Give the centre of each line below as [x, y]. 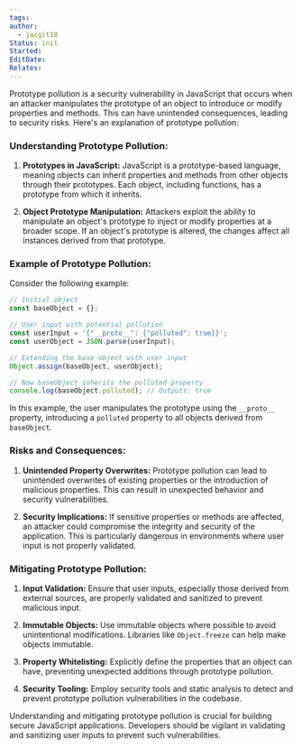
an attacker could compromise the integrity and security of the [138, 526]
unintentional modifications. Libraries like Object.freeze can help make [154, 634]
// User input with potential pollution [87, 325]
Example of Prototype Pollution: [80, 264]
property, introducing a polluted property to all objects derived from [136, 418]
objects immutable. [58, 644]
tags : [19, 18]
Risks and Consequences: [68, 450]
